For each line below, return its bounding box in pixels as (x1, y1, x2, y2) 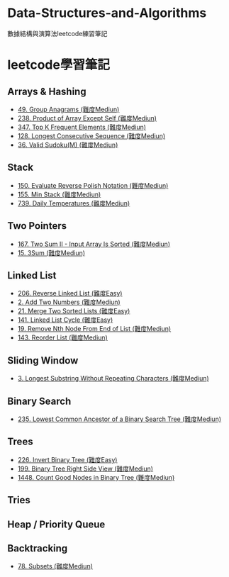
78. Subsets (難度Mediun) (17, 562, 94, 571)
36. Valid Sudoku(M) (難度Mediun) (17, 140, 118, 149)
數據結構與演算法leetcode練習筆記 (7, 29, 108, 38)
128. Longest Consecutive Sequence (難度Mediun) (17, 131, 166, 140)
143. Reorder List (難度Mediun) (17, 333, 108, 342)
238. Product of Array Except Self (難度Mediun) (17, 113, 157, 122)
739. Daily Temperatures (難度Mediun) (17, 198, 130, 207)
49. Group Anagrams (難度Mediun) (17, 105, 120, 113)
